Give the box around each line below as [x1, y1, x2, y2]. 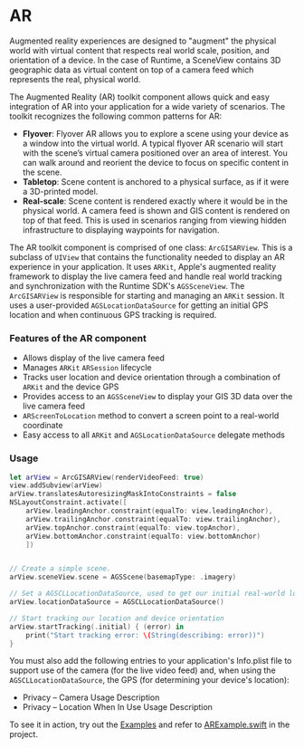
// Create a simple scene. [9, 564, 111, 573]
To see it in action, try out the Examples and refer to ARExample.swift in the [9, 719, 290, 730]
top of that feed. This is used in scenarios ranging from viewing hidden [22, 215, 287, 225]
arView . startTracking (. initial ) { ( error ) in [9, 622, 184, 631]
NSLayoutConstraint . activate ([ [9, 498, 128, 507]
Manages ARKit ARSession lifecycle [22, 362, 152, 373]
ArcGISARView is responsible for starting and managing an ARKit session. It [9, 290, 285, 301]
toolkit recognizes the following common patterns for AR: [9, 110, 223, 121]
